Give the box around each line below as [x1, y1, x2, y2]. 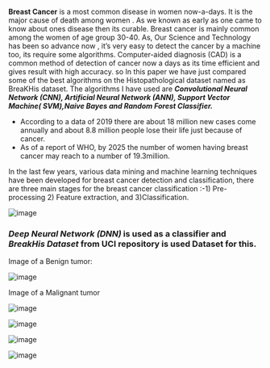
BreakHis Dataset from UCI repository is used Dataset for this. [8, 238, 257, 249]
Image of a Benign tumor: [8, 257, 93, 266]
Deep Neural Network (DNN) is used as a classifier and [8, 228, 227, 239]
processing [8, 193, 46, 202]
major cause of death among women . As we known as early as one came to [8, 15, 262, 25]
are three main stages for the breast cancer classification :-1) [8, 184, 211, 193]
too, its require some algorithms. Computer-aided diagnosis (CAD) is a [8, 50, 242, 59]
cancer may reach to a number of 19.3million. [19, 151, 171, 161]
